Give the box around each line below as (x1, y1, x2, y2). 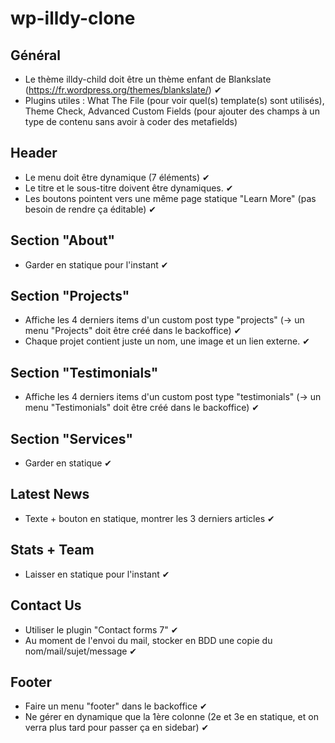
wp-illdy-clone (10, 7, 136, 30)
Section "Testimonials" (10, 364, 159, 381)
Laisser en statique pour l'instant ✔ (24, 568, 170, 580)
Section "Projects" (10, 288, 130, 305)
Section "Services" (10, 430, 133, 447)
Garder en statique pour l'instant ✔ (24, 258, 169, 271)
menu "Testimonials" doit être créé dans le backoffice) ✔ (24, 402, 260, 414)
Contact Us (10, 597, 82, 614)
